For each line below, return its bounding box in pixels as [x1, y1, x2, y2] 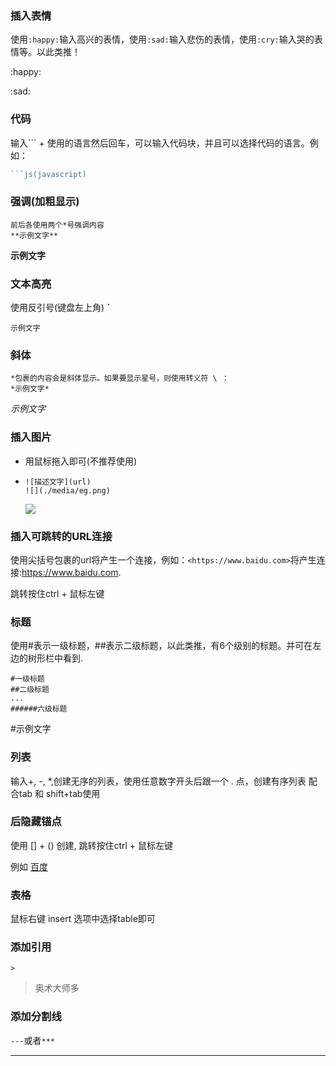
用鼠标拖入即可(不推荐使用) [24, 455, 138, 467]
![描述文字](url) [24, 477, 92, 487]
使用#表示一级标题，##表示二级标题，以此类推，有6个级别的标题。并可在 [10, 640, 313, 652]
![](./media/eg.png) [24, 485, 111, 496]
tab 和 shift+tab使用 [18, 787, 101, 799]
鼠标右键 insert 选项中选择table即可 [10, 913, 156, 925]
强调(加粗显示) [10, 195, 80, 209]
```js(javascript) [10, 169, 87, 179]
